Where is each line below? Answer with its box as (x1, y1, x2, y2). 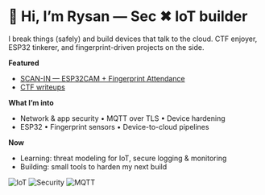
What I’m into (8, 97, 54, 107)
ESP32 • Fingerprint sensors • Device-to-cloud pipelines (19, 122, 209, 131)
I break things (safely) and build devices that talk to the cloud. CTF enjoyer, (8, 34, 258, 44)
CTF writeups (19, 82, 66, 92)
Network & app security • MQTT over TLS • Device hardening (19, 113, 226, 123)
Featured (8, 58, 39, 68)
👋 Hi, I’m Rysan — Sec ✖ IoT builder (8, 7, 248, 26)
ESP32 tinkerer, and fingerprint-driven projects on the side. (8, 42, 205, 52)
